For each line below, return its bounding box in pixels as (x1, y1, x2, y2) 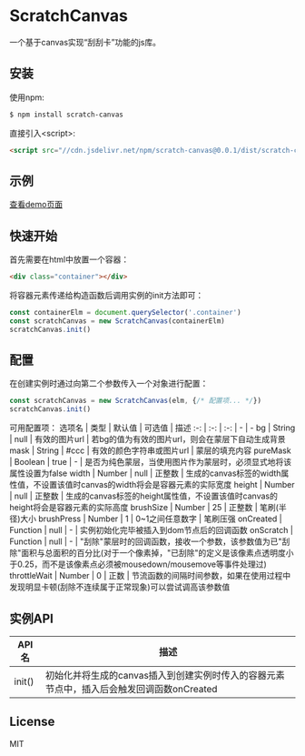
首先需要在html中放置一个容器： (9, 254, 130, 265)
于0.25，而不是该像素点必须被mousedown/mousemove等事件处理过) (9, 559, 268, 570)
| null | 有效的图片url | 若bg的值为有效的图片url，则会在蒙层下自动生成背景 (9, 434, 286, 445)
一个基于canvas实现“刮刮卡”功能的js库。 (9, 36, 162, 47)
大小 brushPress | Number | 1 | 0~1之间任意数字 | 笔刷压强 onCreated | (20, 513, 283, 524)
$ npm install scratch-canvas (9, 110, 124, 119)
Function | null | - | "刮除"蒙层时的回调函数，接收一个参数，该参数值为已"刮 (9, 536, 290, 547)
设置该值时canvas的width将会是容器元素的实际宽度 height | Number (40, 479, 295, 490)
